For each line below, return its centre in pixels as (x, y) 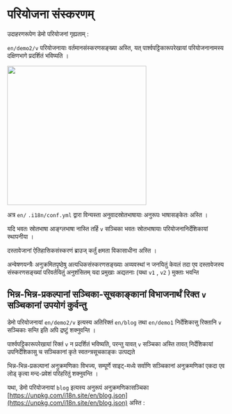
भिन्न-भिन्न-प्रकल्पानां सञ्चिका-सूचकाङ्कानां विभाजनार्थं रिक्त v (107, 295)
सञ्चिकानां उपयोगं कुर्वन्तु (47, 305)
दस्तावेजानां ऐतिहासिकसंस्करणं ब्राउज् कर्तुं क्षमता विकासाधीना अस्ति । (82, 250)
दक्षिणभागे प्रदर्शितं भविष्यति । (38, 56)
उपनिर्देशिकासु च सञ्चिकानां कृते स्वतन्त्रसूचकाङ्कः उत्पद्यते (71, 351)
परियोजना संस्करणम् (51, 14)
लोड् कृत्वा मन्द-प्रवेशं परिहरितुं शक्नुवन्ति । (53, 373)
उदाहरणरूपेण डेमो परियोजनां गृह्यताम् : (48, 33)
